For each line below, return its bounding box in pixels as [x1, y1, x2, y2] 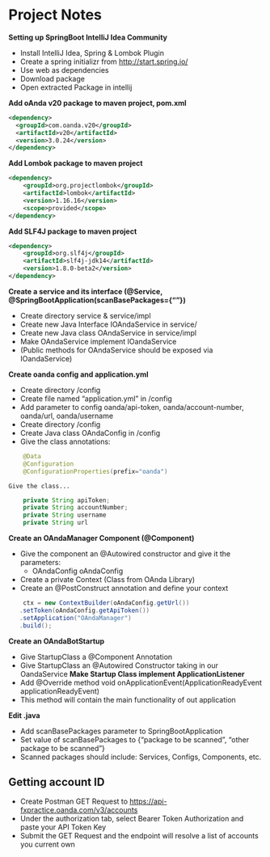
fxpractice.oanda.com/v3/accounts [19, 805, 138, 815]
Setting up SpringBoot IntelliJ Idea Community [8, 32, 168, 42]
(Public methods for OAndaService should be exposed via [19, 345, 213, 355]
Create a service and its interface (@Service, [8, 286, 163, 296]
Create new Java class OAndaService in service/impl [19, 327, 196, 337]
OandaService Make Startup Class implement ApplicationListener [19, 669, 245, 678]
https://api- [129, 796, 167, 806]
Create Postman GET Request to [19, 796, 128, 806]
